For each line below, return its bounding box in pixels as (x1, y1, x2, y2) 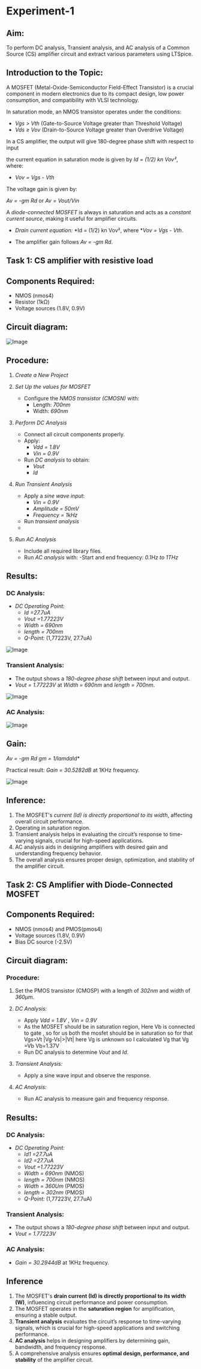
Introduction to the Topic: (6, 68, 103, 78)
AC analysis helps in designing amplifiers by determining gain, (14, 1337, 170, 1344)
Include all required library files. (23, 547, 103, 555)
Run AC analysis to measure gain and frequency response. (23, 1095, 169, 1103)
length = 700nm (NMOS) (23, 1176, 85, 1184)
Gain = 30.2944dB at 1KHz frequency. (14, 1259, 110, 1266)
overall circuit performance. (14, 817, 84, 825)
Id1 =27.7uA (23, 1151, 53, 1158)
